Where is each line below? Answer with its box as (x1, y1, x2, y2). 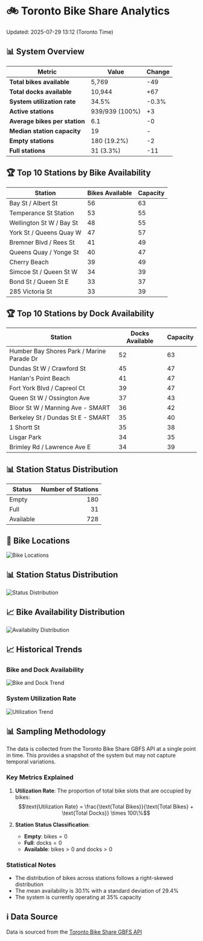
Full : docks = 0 (24, 839, 62, 846)
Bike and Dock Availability (6, 665, 85, 673)
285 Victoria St (9, 287, 53, 295)
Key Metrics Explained (6, 773, 74, 782)
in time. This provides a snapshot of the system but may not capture (6, 752, 176, 759)
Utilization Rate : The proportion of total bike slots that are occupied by (14, 787, 192, 794)
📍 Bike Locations (6, 535, 71, 546)
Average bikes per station (9, 117, 85, 125)
